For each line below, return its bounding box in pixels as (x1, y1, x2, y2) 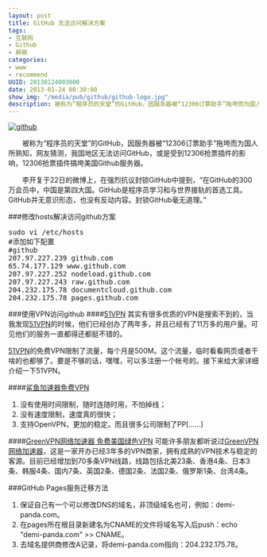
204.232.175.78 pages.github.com (8, 293, 139, 303)
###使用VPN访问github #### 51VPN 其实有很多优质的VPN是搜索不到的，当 (8, 309, 254, 319)
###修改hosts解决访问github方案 (8, 212, 117, 222)
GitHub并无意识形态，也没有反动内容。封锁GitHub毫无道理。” (8, 195, 207, 205)
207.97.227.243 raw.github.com (8, 277, 130, 287)
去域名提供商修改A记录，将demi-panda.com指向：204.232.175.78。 (19, 540, 242, 549)
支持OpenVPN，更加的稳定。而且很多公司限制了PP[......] (19, 420, 204, 429)
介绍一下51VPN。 (8, 366, 65, 376)
